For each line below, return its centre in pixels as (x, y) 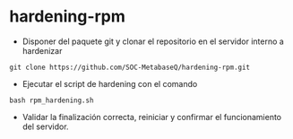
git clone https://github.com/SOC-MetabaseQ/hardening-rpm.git (130, 67)
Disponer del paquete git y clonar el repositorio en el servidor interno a (153, 41)
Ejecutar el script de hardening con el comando (110, 83)
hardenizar (42, 50)
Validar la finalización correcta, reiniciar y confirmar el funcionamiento (152, 117)
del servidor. (45, 126)
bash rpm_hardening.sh (52, 100)
